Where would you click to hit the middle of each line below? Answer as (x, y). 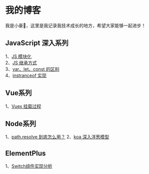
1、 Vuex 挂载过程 (23, 106)
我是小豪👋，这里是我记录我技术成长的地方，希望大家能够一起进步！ (76, 25)
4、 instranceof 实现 (26, 75)
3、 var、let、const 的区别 (32, 69)
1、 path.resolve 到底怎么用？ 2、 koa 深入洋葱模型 (57, 137)
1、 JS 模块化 (18, 56)
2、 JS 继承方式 (21, 63)
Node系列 (21, 123)
